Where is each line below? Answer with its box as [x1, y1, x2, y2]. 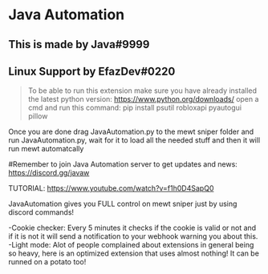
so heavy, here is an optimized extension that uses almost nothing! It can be [8, 248, 259, 258]
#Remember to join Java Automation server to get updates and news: [8, 159, 238, 169]
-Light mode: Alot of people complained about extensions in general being [8, 240, 254, 250]
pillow [27, 111, 48, 121]
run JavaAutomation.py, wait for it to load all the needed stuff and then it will [8, 135, 261, 145]
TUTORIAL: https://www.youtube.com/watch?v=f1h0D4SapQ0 [8, 183, 214, 193]
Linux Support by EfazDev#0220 [8, 64, 176, 78]
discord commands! [8, 208, 75, 217]
